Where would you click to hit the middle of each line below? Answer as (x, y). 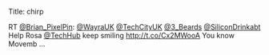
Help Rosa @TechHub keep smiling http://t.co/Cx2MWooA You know (121, 35)
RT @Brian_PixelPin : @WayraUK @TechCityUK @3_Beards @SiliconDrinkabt (134, 27)
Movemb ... (27, 44)
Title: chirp (26, 12)
